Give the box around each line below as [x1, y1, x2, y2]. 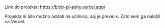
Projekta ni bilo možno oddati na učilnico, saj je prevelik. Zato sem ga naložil [4, 14, 161, 19]
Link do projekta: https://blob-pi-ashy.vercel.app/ [4, 4, 106, 10]
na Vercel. [4, 19, 25, 24]
